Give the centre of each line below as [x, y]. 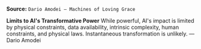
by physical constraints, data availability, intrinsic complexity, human [93, 27]
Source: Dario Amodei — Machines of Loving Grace [71, 9]
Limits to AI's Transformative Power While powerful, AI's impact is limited [100, 21]
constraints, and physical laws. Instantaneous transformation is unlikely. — [100, 34]
